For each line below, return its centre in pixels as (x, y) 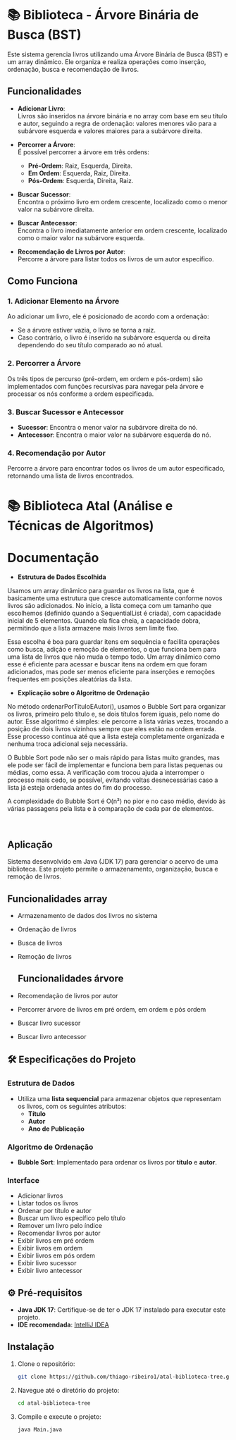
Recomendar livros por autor (59, 1233)
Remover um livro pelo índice (60, 1226)
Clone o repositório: (46, 1364)
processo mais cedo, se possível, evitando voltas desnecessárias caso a (113, 780)
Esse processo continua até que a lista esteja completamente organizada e (116, 737)
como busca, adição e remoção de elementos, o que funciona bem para (112, 650)
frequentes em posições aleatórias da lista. (70, 679)
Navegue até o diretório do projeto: (68, 1390)
